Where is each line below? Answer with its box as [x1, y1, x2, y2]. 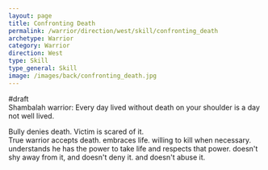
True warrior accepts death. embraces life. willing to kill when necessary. [8, 135, 252, 145]
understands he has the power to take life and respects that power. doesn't [8, 143, 258, 153]
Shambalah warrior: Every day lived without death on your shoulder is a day [8, 102, 261, 112]
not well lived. [8, 110, 55, 121]
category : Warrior [8, 42, 70, 50]
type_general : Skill [8, 64, 78, 73]
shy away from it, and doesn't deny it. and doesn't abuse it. [8, 152, 206, 162]
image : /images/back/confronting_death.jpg [8, 72, 157, 80]
